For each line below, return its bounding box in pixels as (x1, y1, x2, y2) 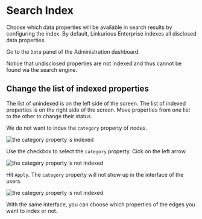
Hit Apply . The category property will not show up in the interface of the (6, 171, 184, 178)
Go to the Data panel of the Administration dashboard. (6, 48, 140, 55)
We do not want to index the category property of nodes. (6, 124, 148, 132)
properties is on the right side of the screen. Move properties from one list (6, 106, 191, 113)
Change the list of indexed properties (6, 84, 150, 94)
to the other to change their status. (6, 112, 93, 119)
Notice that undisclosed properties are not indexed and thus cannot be (6, 60, 182, 67)
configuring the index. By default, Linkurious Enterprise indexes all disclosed (6, 30, 197, 37)
